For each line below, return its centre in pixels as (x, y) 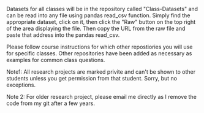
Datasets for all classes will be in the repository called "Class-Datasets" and (102, 9)
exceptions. (21, 85)
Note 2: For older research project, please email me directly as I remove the (102, 97)
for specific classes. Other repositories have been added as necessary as (99, 53)
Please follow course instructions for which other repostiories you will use (100, 47)
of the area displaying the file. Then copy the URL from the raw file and (96, 28)
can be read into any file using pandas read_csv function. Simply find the (98, 15)
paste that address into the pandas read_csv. (63, 35)
